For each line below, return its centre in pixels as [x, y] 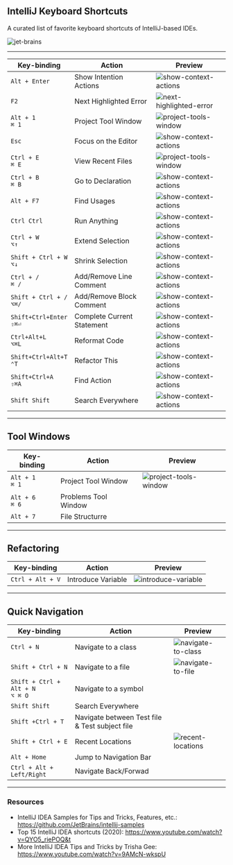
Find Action [93, 380]
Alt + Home [28, 757]
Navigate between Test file [118, 717]
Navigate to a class [106, 647]
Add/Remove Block [105, 296]
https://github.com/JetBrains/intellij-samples [81, 824]
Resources [26, 802]
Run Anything [96, 221]
